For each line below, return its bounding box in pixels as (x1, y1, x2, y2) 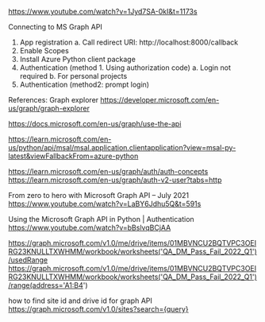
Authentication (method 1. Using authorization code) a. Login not (19, 63, 232, 72)
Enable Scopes (19, 46, 69, 55)
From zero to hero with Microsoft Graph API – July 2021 (8, 191, 189, 200)
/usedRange (8, 255, 48, 265)
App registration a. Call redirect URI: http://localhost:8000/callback (19, 37, 239, 47)
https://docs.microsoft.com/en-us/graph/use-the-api (8, 119, 182, 128)
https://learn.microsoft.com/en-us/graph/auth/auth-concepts (8, 167, 209, 176)
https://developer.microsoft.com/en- (100, 95, 220, 104)
